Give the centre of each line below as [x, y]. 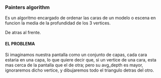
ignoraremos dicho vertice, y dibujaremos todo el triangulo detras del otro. [80, 70]
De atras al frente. [23, 33]
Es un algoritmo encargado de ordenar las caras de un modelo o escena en [80, 18]
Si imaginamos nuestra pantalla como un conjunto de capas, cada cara [76, 55]
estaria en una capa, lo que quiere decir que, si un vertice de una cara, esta [81, 59]
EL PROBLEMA [20, 43]
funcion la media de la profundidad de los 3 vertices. [58, 23]
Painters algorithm [27, 7]
